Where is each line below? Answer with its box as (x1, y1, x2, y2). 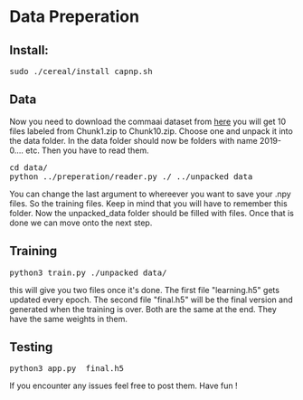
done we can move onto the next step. (9, 217, 153, 228)
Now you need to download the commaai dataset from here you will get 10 (9, 116, 287, 127)
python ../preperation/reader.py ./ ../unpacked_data (9, 171, 253, 182)
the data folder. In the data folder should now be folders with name (9, 135, 258, 146)
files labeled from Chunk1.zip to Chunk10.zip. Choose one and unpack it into (9, 125, 294, 137)
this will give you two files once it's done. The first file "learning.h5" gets (9, 284, 280, 295)
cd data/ (9, 162, 48, 173)
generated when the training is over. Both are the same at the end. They (9, 303, 278, 314)
